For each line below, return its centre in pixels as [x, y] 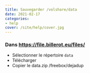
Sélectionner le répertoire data [43, 55]
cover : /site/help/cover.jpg [35, 28]
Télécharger [24, 60]
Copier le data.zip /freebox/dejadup [48, 66]
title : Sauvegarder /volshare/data [41, 9]
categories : [17, 18]
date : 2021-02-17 [23, 14]
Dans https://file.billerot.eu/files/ [45, 45]
